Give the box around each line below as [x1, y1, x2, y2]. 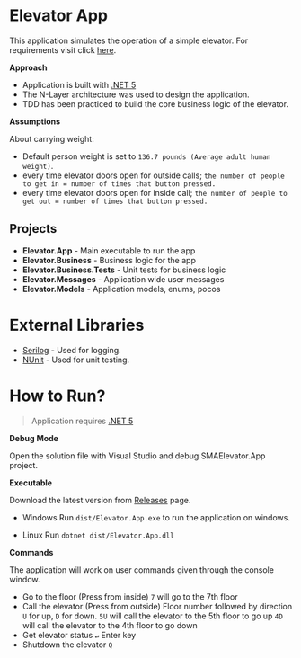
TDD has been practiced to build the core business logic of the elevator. [22, 98, 289, 109]
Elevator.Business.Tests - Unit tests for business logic [22, 264, 226, 275]
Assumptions [9, 116, 61, 127]
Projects [9, 221, 58, 236]
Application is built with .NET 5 [22, 79, 137, 90]
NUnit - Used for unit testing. [22, 354, 130, 365]
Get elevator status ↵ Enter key [22, 629, 137, 640]
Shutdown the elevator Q [22, 639, 113, 650]
